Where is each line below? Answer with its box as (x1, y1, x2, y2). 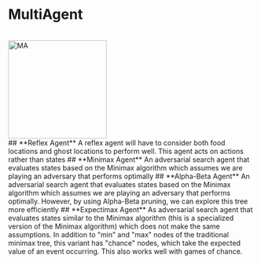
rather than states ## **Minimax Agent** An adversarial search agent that (8, 155, 250, 164)
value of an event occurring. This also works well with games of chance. (8, 246, 243, 256)
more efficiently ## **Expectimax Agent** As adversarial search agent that (8, 204, 253, 214)
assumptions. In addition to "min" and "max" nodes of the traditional (8, 229, 230, 239)
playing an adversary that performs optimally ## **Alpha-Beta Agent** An (8, 171, 250, 181)
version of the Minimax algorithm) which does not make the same (8, 222, 220, 231)
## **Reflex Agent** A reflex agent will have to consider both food (8, 137, 226, 147)
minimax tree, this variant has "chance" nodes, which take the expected (8, 238, 241, 247)
